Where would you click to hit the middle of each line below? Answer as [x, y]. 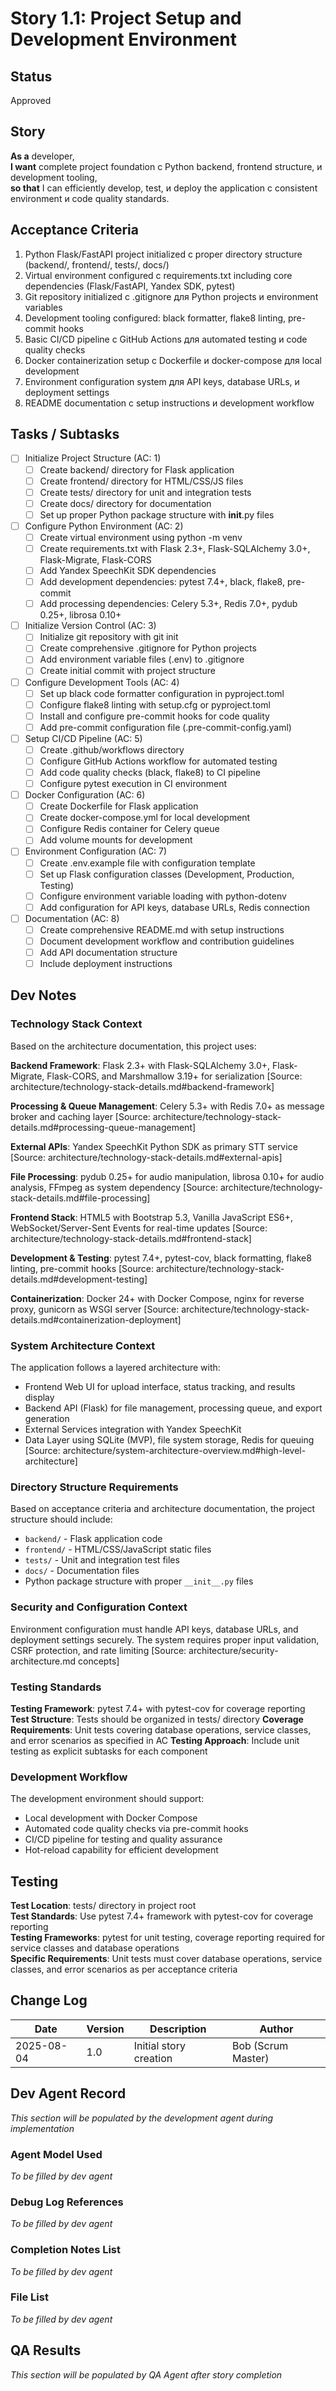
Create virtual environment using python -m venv [141, 537]
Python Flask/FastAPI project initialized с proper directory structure [163, 254]
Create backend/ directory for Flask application [137, 469]
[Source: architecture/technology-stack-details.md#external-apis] [146, 1157]
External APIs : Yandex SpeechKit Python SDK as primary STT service [154, 1146]
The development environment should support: [107, 1799]
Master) [250, 2058]
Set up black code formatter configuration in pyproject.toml [162, 693]
